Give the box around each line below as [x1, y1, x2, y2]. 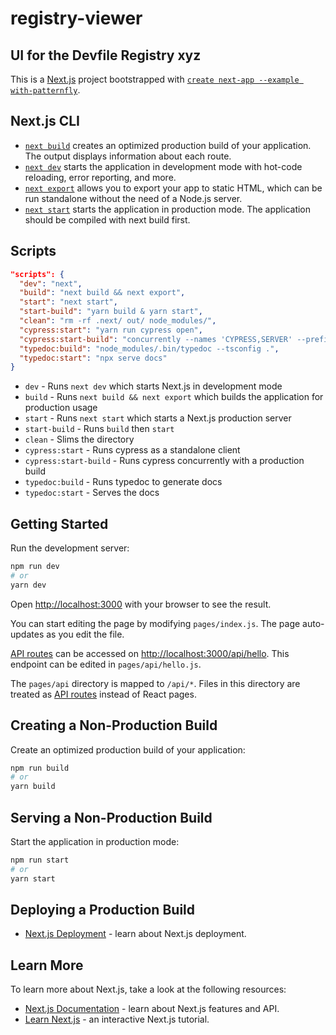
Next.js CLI [10, 113, 81, 130]
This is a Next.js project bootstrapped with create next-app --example [10, 73, 300, 85]
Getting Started [10, 515, 109, 532]
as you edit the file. [46, 628, 125, 640]
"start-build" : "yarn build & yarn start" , [19, 307, 203, 317]
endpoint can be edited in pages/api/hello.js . [10, 658, 202, 670]
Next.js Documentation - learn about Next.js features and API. [24, 1003, 280, 1015]
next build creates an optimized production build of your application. [24, 139, 312, 151]
